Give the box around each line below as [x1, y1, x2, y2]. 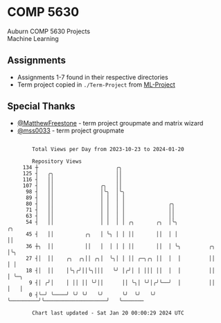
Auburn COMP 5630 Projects [7, 27, 91, 35]
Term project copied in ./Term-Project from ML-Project [17, 80, 175, 89]
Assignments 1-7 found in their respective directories [17, 73, 168, 81]
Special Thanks [7, 101, 76, 112]
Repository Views [32, 157, 82, 165]
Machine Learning [7, 34, 59, 42]
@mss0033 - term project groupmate [17, 126, 125, 134]
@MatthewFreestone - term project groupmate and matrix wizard [17, 119, 204, 127]
